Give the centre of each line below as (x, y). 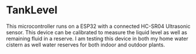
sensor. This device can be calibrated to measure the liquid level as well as (97, 32)
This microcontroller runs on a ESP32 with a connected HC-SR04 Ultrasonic (98, 26)
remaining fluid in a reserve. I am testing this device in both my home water (97, 38)
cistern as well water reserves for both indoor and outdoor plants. (86, 45)
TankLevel (32, 10)
